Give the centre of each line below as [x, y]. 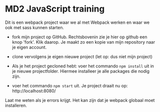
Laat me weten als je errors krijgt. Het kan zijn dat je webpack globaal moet [80, 100]
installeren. [16, 105]
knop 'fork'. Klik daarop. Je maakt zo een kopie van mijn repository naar [84, 42]
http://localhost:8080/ [34, 91]
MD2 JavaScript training [55, 9]
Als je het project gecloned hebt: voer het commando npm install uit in [83, 66]
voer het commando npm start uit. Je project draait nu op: [70, 85]
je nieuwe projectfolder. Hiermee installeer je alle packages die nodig [81, 71]
